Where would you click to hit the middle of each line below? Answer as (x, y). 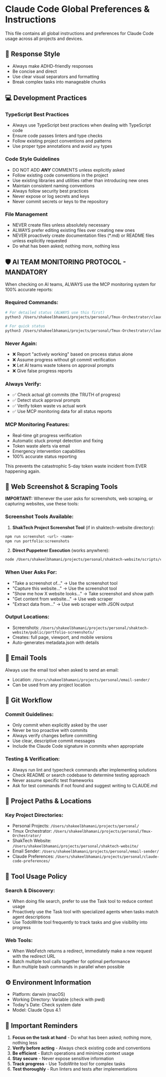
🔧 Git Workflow (29, 700)
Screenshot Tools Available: (40, 517)
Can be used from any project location (51, 685)
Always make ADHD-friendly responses (53, 66)
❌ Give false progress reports (42, 371)
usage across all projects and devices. (44, 39)
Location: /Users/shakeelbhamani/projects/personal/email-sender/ (81, 679)
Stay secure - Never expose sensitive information (63, 1058)
